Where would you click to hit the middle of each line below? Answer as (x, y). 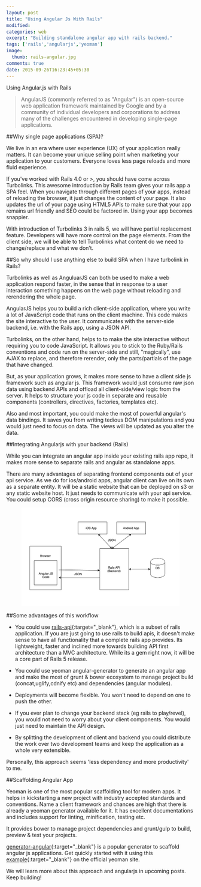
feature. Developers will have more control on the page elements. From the (98, 235)
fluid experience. (27, 167)
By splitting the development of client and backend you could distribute (103, 737)
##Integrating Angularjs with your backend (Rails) (67, 444)
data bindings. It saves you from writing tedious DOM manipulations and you (100, 420)
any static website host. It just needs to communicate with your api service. (99, 493)
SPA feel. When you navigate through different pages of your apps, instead (98, 192)
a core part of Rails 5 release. (51, 659)
